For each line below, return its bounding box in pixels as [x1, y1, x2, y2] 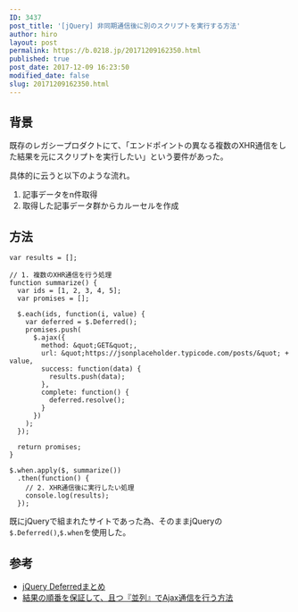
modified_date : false [9, 71, 90, 80]
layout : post [9, 38, 58, 47]
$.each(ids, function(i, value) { [17, 310, 145, 319]
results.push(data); [48, 373, 126, 381]
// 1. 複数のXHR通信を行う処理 [9, 271, 112, 280]
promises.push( [25, 325, 82, 335]
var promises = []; [17, 294, 90, 304]
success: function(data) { [41, 365, 142, 373]
